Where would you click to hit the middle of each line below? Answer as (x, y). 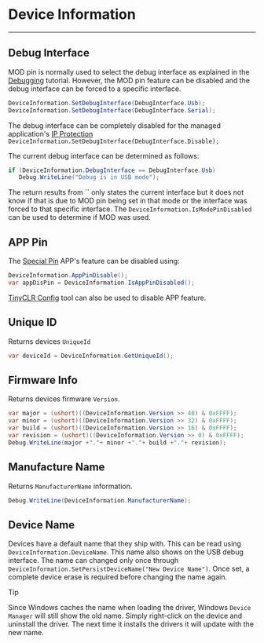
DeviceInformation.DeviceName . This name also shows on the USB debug (126, 552)
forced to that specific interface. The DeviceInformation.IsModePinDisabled (130, 209)
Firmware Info (43, 380)
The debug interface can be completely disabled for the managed (115, 125)
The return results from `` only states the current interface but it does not (126, 192)
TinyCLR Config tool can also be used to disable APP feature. (107, 298)
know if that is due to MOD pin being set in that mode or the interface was (128, 201)
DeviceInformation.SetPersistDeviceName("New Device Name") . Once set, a (129, 569)
